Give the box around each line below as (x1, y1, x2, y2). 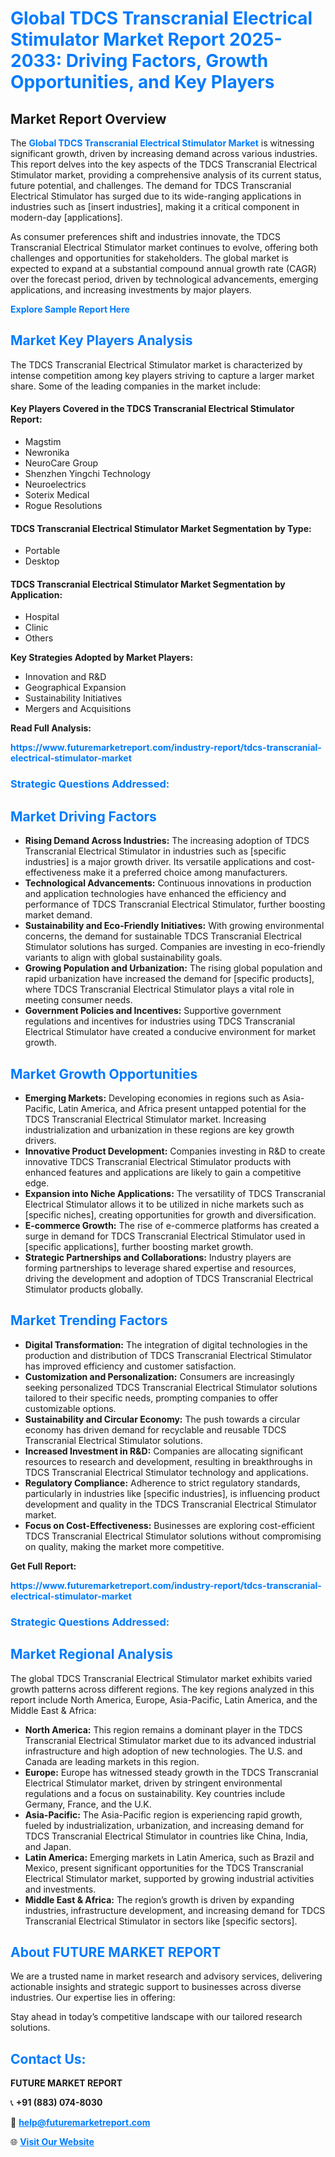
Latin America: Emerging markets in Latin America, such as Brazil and (24, 1851, 315, 1863)
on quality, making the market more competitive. (24, 1540, 225, 1552)
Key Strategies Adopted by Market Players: (10, 652, 194, 664)
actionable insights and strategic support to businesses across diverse (10, 1981, 302, 1993)
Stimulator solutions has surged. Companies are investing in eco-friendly (24, 941, 326, 953)
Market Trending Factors (10, 1312, 168, 1329)
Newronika (24, 447, 70, 459)
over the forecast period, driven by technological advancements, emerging (10, 273, 319, 285)
